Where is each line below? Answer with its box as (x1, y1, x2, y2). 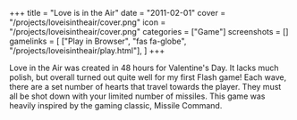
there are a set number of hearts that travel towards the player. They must (9, 82, 282, 92)
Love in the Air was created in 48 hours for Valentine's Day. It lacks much (9, 62, 279, 73)
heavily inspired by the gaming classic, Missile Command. (9, 100, 223, 110)
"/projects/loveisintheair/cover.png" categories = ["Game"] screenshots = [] (9, 27, 289, 36)
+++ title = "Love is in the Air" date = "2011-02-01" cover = (9, 8, 226, 18)
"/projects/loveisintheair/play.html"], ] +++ (9, 45, 165, 56)
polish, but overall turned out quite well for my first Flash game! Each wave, (9, 72, 287, 83)
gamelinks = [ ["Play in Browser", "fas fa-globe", (9, 36, 187, 46)
